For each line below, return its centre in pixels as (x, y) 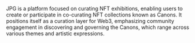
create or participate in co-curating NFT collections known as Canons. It (94, 15)
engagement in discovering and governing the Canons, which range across (98, 27)
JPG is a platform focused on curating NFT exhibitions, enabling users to (95, 9)
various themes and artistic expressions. (56, 34)
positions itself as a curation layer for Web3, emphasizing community (90, 21)
